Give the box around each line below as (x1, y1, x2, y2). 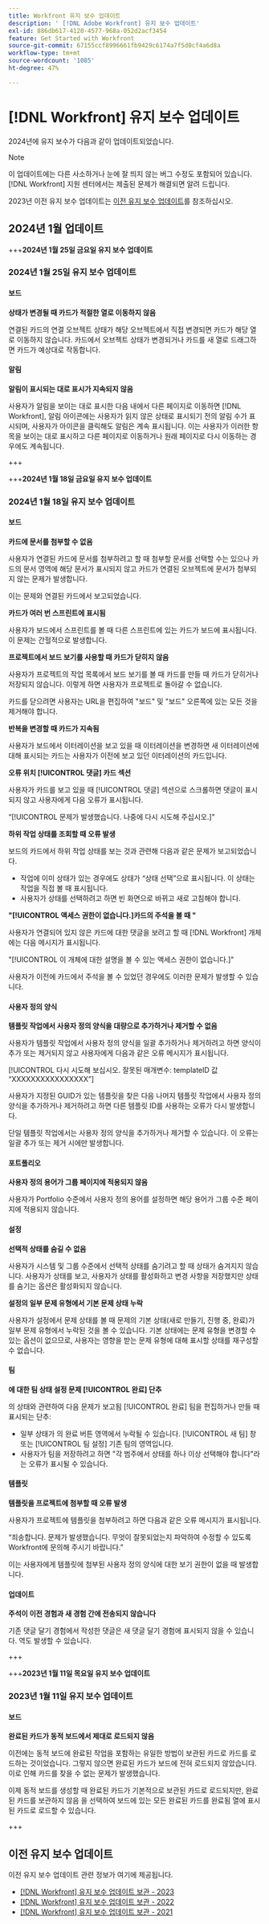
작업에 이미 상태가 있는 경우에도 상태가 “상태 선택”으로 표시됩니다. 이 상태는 (19, 873, 255, 882)
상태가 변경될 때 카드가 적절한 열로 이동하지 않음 (8, 307, 157, 317)
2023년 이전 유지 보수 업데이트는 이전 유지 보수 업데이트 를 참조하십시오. (8, 196, 234, 206)
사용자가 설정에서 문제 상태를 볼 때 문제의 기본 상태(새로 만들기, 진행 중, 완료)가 (8, 1315, 255, 1324)
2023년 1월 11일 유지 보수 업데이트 (8, 1691, 134, 1702)
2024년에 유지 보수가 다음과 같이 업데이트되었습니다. (8, 136, 174, 145)
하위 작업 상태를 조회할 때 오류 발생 (8, 829, 116, 838)
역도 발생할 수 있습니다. (18, 1636, 92, 1646)
